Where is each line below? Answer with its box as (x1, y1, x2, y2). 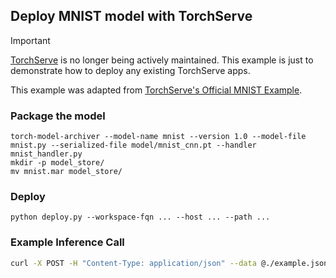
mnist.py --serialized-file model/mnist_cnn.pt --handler (10, 140, 257, 151)
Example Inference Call (10, 235, 125, 249)
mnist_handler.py (10, 149, 83, 159)
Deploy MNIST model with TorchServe (10, 8, 253, 25)
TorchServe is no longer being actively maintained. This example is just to (10, 54, 314, 66)
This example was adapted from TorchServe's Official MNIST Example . (10, 84, 303, 96)
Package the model (10, 109, 106, 123)
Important (10, 34, 51, 46)
